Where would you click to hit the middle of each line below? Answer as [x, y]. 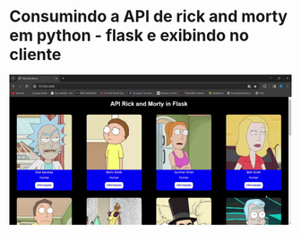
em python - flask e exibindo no [129, 35]
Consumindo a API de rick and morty [149, 17]
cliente [35, 55]
